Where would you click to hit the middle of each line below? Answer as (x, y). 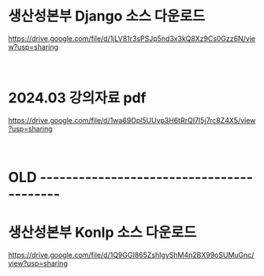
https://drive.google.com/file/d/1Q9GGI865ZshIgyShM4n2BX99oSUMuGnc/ (131, 255)
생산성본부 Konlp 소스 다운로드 (102, 233)
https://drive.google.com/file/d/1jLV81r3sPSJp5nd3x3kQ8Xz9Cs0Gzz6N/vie (132, 38)
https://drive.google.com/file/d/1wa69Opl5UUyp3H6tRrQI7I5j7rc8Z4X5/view (132, 120)
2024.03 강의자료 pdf (77, 98)
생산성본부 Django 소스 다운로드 (107, 16)
